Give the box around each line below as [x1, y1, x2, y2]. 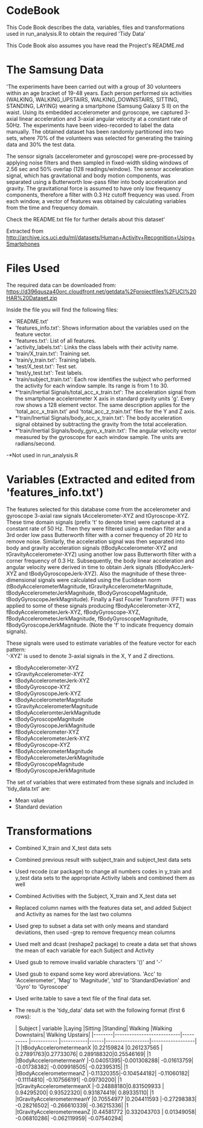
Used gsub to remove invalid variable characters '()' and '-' [14, 958, 163, 965]
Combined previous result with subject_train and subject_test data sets [14, 856, 192, 863]
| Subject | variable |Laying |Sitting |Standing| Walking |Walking [14, 1025, 172, 1032]
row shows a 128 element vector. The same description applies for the [14, 401, 190, 408]
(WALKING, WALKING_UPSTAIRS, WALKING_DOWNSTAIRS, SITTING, [6, 96, 179, 103]
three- [171, 570, 187, 577]
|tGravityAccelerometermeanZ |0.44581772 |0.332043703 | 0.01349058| [14, 1108, 197, 1115]
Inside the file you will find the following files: [6, 306, 118, 313]
